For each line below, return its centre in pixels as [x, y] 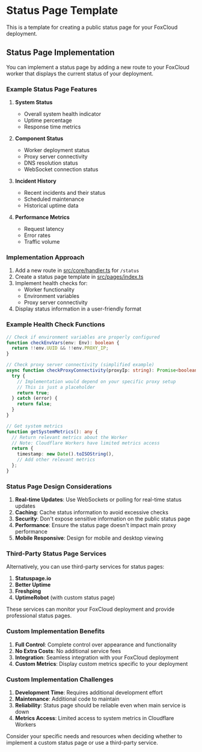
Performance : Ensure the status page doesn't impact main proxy [95, 525]
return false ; [35, 404]
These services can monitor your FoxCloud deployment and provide [90, 609]
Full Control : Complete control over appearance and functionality [96, 644]
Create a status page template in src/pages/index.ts [79, 277]
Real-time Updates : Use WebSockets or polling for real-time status [98, 500]
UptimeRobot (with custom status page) [65, 598]
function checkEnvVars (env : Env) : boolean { [63, 343]
